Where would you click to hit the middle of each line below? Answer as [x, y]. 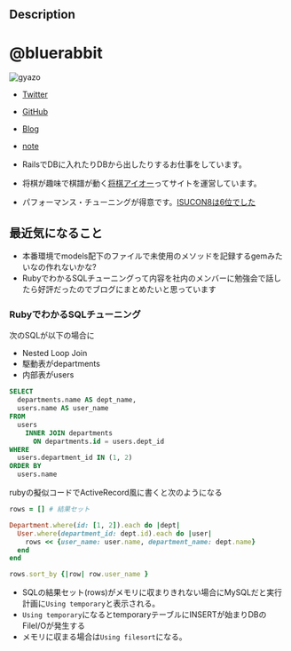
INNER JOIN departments [69, 433]
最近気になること [56, 233]
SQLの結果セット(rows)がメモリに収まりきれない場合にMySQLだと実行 [152, 592]
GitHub [35, 112]
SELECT [21, 392]
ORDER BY [25, 466]
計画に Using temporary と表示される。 [91, 604]
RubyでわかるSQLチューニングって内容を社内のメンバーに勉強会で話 [148, 278]
